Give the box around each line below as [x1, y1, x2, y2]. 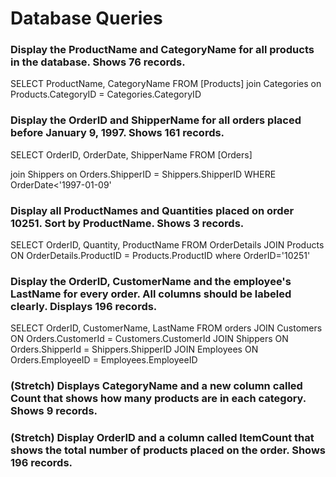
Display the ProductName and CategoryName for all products [10, 43, 315, 57]
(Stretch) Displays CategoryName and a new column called [10, 379, 303, 393]
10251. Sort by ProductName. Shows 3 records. [10, 216, 245, 230]
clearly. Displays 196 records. [10, 300, 158, 313]
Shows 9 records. [10, 404, 98, 418]
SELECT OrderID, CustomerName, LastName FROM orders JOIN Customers [10, 322, 323, 334]
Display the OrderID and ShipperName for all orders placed [10, 113, 302, 127]
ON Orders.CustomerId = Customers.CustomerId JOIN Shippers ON [10, 333, 289, 345]
